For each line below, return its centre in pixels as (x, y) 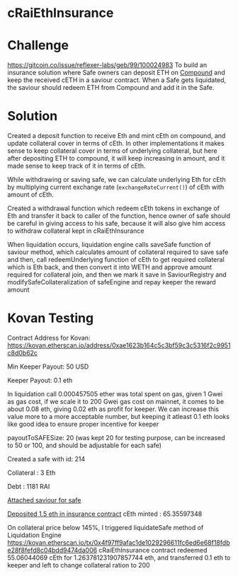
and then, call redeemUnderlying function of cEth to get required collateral (116, 260)
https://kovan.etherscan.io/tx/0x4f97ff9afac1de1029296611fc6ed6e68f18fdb (119, 542)
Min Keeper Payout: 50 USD (48, 367)
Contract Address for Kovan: (49, 338)
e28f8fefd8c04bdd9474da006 (52, 550)
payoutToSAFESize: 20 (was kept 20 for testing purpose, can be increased (116, 438)
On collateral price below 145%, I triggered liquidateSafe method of (106, 528)
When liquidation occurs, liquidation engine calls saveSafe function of (109, 245)
